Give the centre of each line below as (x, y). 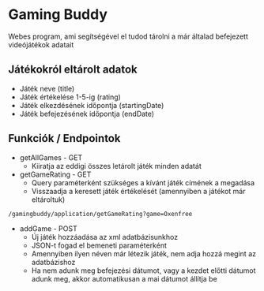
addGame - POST (48, 228)
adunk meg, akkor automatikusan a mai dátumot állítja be (124, 278)
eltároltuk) (48, 200)
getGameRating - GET (55, 174)
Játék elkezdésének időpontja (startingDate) (92, 105)
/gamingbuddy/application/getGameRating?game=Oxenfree (100, 214)
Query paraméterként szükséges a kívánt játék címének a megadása (143, 182)
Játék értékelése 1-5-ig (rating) (70, 97)
